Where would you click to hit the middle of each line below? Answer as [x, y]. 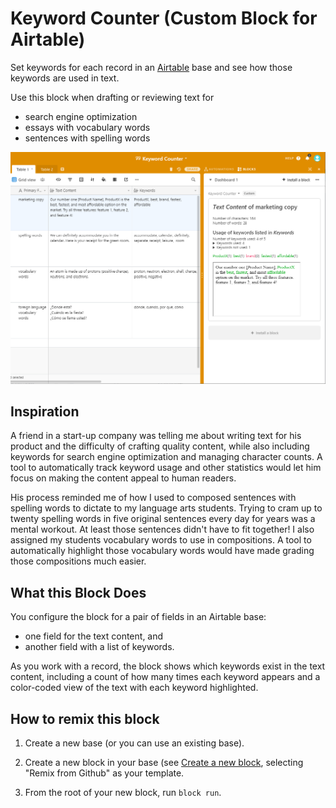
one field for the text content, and [94, 636]
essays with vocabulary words [87, 127]
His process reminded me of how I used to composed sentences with [153, 498]
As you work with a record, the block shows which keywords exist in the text [168, 666]
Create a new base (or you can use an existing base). [134, 743]
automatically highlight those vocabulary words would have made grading [162, 551]
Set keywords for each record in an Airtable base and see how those [151, 67]
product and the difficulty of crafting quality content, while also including [160, 446]
